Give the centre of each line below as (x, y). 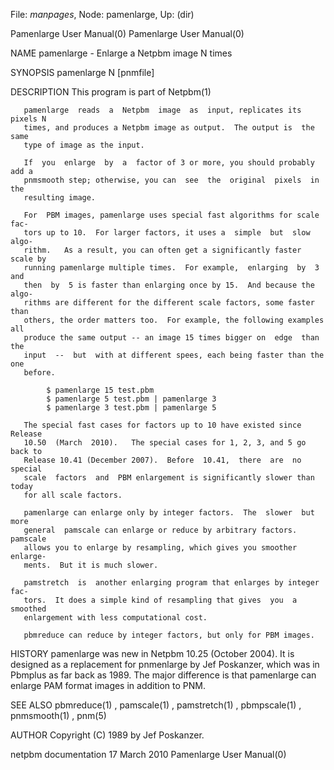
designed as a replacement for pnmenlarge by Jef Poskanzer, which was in (165, 664)
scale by (28, 259)
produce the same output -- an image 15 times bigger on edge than (171, 338)
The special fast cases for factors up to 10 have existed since (162, 425)
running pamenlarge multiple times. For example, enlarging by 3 (171, 268)
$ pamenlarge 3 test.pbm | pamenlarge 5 (131, 408)
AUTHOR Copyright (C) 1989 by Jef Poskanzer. (107, 735)
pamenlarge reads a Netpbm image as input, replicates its (162, 110)
